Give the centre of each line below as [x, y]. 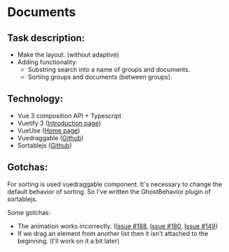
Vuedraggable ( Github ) [50, 138]
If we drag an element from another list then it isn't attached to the [113, 233]
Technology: [35, 99]
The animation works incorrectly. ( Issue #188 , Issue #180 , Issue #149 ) [118, 226]
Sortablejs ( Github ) [44, 145]
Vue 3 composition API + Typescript [69, 115]
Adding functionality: [47, 62]
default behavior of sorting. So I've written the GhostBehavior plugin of [109, 191]
